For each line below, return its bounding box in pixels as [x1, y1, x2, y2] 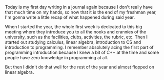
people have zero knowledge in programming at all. [5, 55, 108, 60]
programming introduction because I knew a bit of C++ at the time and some [5, 49, 159, 55]
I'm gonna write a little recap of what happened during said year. [5, 15, 135, 20]
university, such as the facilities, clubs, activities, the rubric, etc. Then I [5, 34, 148, 40]
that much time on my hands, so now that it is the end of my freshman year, [5, 9, 157, 15]
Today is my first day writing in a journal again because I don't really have [5, 4, 153, 10]
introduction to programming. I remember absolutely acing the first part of [5, 45, 154, 50]
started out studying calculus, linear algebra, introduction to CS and [5, 39, 142, 45]
